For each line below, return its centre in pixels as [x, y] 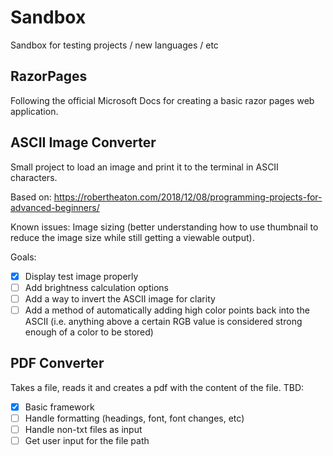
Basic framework [59, 407]
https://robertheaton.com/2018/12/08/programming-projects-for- [188, 197]
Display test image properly [81, 276]
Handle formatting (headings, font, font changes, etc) [134, 418]
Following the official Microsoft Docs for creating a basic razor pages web [162, 100]
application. [34, 111]
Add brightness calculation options [96, 287]
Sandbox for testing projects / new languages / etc [114, 45]
